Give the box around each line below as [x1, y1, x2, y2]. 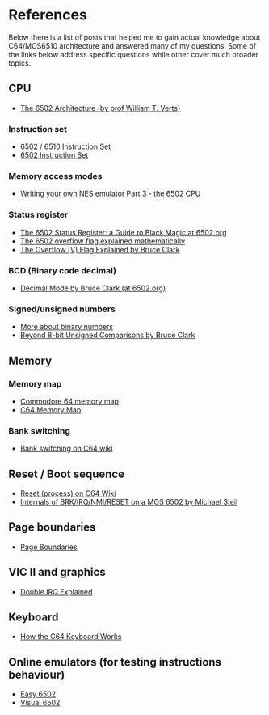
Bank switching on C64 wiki [19, 443, 113, 454]
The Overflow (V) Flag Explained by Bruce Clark [19, 244, 180, 254]
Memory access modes [8, 170, 103, 181]
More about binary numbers [19, 322, 114, 332]
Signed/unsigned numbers [8, 303, 116, 315]
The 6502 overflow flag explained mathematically [19, 236, 186, 246]
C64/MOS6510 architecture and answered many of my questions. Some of [8, 40, 257, 50]
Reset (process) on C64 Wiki [19, 489, 116, 498]
